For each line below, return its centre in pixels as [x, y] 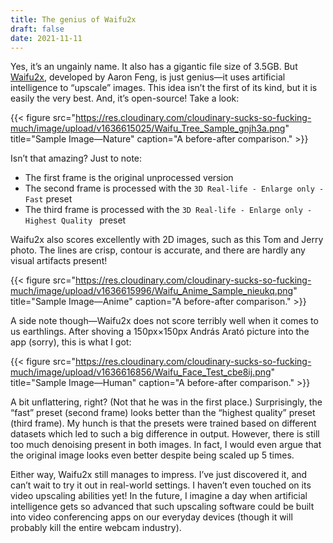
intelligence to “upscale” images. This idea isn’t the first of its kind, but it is [164, 88]
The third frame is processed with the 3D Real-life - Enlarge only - [168, 210]
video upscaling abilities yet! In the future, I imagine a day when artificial [159, 496]
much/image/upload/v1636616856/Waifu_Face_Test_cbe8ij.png [141, 372]
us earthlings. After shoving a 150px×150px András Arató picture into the [160, 332]
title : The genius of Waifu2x [73, 19]
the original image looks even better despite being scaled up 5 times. [152, 455]
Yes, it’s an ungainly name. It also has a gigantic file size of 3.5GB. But [154, 67]
